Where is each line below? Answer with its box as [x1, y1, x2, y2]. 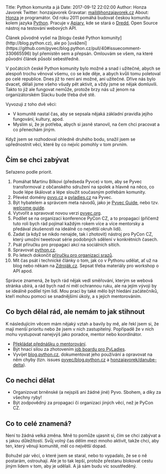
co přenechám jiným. [12, 127, 56, 133]
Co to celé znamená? [5, 419, 72, 427]
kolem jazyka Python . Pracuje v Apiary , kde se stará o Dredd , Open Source [5, 20, 158, 26]
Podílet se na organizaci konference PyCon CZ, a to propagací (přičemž [12, 215, 159, 221]
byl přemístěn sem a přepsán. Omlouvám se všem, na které [32, 50, 153, 56]
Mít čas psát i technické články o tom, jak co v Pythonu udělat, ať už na [12, 257, 158, 263]
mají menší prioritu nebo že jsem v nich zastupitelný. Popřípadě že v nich [5, 326, 154, 332]
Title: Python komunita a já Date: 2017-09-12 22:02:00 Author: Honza [5, 4, 147, 10]
